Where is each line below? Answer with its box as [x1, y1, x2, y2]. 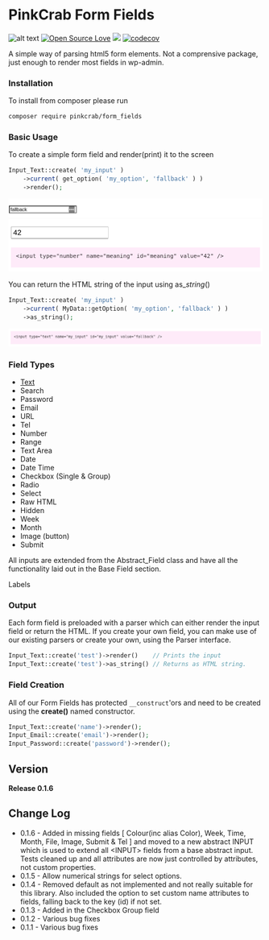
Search [19, 386, 44, 395]
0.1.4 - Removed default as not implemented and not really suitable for [19, 880, 254, 889]
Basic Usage [8, 131, 59, 143]
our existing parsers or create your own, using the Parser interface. [8, 635, 231, 645]
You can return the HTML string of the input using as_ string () [8, 280, 211, 289]
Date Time [19, 463, 55, 473]
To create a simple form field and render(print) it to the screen [8, 150, 214, 159]
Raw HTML [19, 497, 57, 507]
